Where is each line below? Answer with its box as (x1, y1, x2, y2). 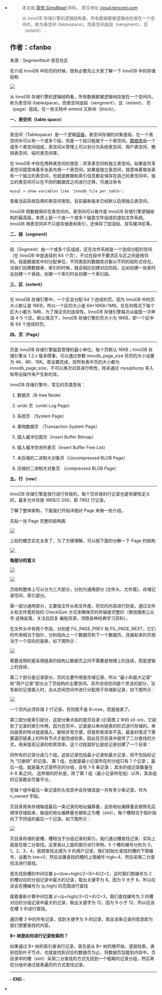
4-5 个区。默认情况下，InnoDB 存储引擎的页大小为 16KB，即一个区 (15, 315, 150, 321)
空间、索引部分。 (14, 592, 49, 598)
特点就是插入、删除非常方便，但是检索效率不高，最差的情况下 (26, 729, 152, 735)
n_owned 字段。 (9, 793, 43, 799)
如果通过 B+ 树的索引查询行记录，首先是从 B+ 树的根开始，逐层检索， (9, 943, 151, 949)
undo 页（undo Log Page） (17, 402, 72, 408)
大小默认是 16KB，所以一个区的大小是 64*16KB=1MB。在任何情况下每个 (9, 302, 155, 308)
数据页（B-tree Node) (17, 392, 61, 398)
